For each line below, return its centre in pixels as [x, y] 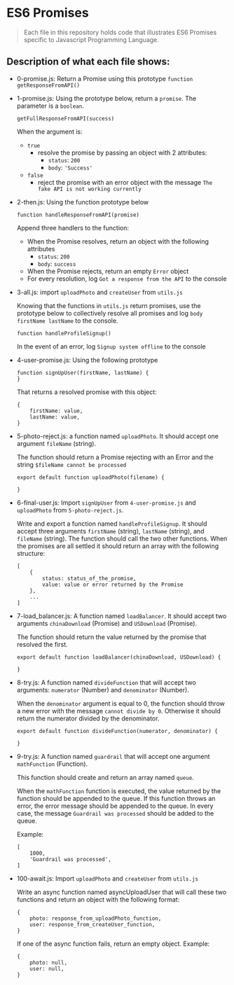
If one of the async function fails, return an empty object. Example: [113, 944]
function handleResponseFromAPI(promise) [78, 215]
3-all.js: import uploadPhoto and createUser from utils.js [99, 292]
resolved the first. [42, 644]
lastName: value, [55, 417]
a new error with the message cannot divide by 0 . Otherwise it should [119, 711]
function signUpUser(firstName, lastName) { [83, 372]
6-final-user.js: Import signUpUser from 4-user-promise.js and [106, 503]
